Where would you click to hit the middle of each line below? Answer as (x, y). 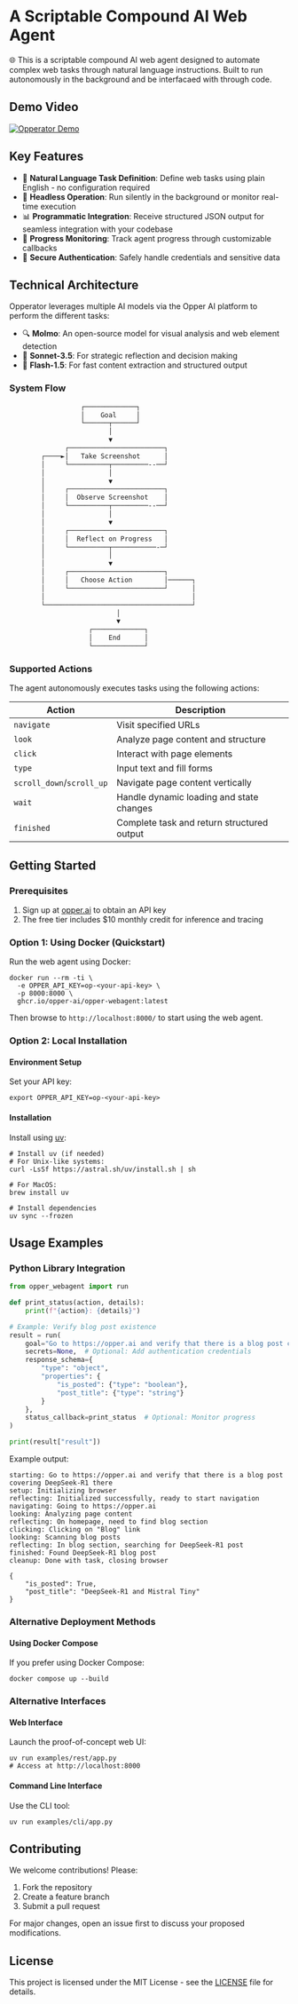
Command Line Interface (56, 1786)
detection (39, 346)
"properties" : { (71, 1377)
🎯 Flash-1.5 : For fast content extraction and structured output (135, 365)
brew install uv (39, 1192)
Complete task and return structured (192, 823)
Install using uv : (38, 1137)
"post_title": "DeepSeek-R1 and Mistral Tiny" (113, 1592)
